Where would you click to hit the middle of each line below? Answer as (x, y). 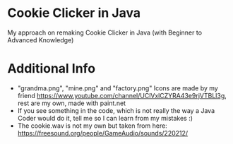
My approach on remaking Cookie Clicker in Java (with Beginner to (105, 32)
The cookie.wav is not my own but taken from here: (92, 126)
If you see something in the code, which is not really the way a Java (116, 110)
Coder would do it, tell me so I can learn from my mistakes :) (105, 118)
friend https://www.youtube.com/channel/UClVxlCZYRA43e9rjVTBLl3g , (122, 95)
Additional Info (52, 69)
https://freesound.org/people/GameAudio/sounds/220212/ (103, 133)
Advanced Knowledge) (41, 40)
